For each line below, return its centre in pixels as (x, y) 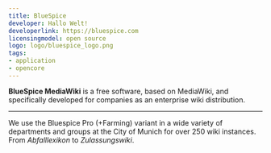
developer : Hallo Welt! (48, 23)
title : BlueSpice (38, 16)
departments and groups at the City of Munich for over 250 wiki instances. (132, 131)
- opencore (27, 68)
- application (32, 61)
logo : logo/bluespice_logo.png (61, 46)
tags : (17, 53)
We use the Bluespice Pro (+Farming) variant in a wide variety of (116, 122)
